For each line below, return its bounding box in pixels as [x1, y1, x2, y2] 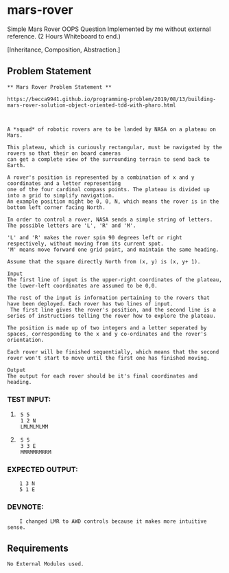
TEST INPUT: [7, 394, 51, 404]
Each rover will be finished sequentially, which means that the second [7, 348, 219, 356]
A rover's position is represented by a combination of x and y [7, 174, 195, 181]
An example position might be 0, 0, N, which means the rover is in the [7, 198, 219, 205]
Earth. [7, 162, 26, 169]
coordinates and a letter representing [7, 180, 121, 187]
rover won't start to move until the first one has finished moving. [7, 354, 210, 361]
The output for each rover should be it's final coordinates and [7, 372, 197, 380]
